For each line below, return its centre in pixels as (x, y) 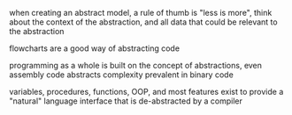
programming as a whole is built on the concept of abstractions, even (136, 65)
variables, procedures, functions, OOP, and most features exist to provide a (146, 92)
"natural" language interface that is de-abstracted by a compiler (126, 101)
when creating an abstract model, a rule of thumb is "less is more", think (141, 13)
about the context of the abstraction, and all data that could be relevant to (143, 22)
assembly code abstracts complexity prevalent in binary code (122, 75)
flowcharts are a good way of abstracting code (94, 48)
